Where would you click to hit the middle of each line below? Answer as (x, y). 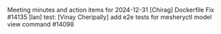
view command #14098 (41, 24)
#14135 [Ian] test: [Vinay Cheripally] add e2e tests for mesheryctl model (110, 17)
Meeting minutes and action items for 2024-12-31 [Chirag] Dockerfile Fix (111, 10)
